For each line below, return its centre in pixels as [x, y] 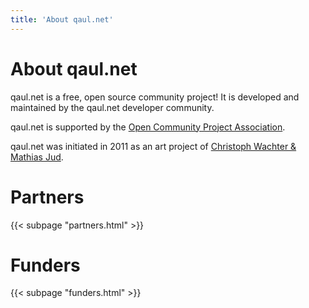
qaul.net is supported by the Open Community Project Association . [148, 127]
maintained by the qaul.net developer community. [112, 107]
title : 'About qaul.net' [62, 19]
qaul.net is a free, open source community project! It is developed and [155, 97]
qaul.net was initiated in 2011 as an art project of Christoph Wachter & [153, 146]
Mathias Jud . [37, 157]
